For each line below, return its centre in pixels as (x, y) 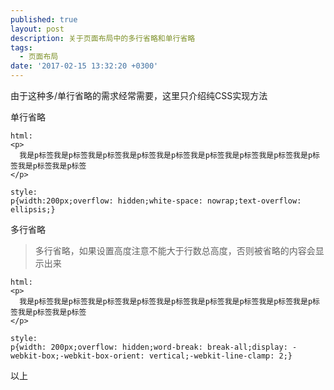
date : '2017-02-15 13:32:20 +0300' (84, 66)
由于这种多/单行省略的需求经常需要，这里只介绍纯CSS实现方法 (139, 95)
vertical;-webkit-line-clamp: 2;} (220, 356)
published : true (44, 19)
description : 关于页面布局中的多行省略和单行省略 (103, 38)
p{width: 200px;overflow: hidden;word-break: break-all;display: (149, 347)
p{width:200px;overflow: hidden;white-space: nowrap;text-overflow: (156, 201)
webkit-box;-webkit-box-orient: (77, 356)
